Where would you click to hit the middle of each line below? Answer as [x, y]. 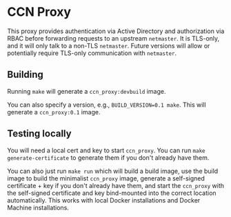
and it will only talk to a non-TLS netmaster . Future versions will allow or [109, 45]
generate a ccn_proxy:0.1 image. [54, 112]
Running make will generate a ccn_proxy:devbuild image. [87, 91]
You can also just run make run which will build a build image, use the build [113, 171]
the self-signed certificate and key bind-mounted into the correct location [112, 193]
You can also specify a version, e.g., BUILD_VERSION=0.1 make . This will [107, 105]
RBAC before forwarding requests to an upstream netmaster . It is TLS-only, [113, 38]
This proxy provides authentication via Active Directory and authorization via [116, 31]
